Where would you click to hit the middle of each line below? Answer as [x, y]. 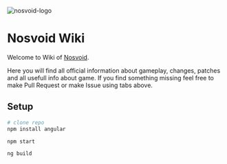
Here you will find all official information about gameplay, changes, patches [114, 70]
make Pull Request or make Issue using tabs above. [80, 85]
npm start [21, 141]
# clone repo [26, 122]
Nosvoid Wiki [46, 38]
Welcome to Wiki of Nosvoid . [48, 57]
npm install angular [37, 129]
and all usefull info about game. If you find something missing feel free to [111, 78]
